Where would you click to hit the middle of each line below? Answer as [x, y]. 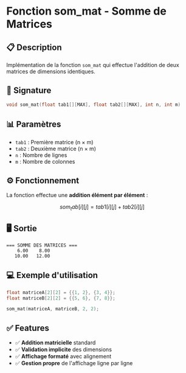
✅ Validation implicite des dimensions [64, 350]
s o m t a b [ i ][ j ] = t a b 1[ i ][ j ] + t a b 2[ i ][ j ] [102, 208]
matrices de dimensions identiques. [51, 71]
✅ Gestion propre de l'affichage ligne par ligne [74, 363]
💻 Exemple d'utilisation [52, 275]
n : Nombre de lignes [41, 155]
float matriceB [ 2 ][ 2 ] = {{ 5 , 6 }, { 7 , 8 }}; [61, 298]
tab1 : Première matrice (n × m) [54, 142]
